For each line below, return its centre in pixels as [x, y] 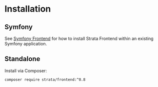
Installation [28, 9]
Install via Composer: [26, 70]
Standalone [22, 59]
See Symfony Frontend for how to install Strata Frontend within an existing [79, 38]
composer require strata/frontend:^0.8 [45, 79]
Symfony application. [26, 44]
